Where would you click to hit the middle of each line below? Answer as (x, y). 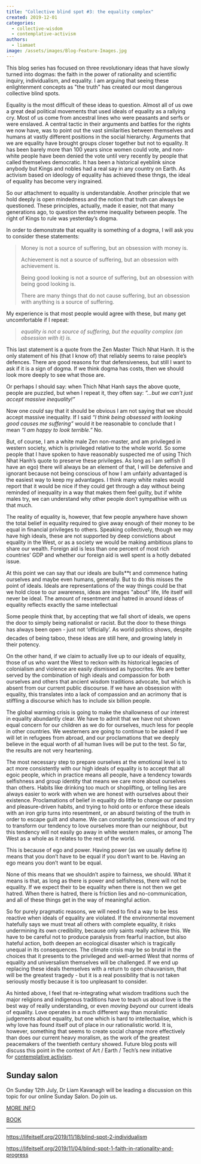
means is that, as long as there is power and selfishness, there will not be (96, 881)
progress (17, 1154)
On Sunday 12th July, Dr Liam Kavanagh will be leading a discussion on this (99, 1090)
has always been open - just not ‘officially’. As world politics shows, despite (99, 629)
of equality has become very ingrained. (54, 181)
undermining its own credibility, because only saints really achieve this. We (98, 930)
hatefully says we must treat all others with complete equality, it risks (91, 924)
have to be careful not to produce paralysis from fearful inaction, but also (96, 937)
